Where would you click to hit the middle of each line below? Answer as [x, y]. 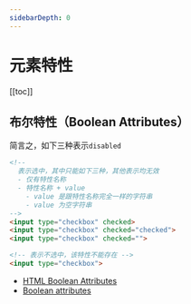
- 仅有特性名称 [42, 180]
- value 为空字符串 [59, 205]
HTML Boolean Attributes [70, 280]
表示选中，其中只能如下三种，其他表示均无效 [89, 172]
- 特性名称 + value [52, 188]
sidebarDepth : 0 [40, 18]
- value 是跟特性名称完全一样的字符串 [89, 196]
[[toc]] [21, 91]
